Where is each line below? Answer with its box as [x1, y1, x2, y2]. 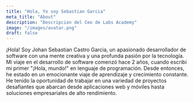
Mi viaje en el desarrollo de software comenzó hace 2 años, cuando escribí [6, 59, 187, 66]
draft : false [6, 30, 38, 36]
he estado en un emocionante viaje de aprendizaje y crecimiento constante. [6, 71, 189, 78]
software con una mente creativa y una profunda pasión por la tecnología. [6, 52, 185, 59]
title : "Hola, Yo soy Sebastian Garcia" [6, 8, 106, 15]
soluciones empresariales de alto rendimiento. [6, 90, 117, 97]
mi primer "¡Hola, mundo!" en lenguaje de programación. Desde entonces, [6, 65, 185, 72]
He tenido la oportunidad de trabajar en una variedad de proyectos [6, 77, 167, 85]
